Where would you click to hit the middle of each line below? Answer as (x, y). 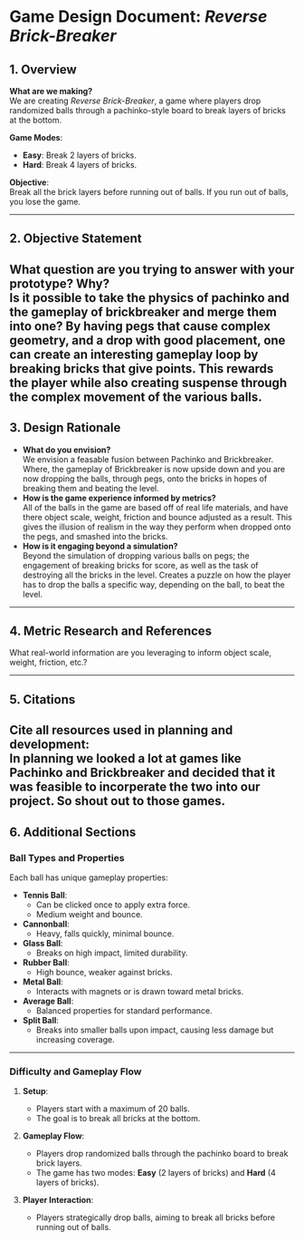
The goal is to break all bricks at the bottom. (118, 1119)
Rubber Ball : (46, 962)
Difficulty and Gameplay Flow (76, 1071)
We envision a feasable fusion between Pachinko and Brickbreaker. (148, 459)
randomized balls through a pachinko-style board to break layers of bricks (148, 110)
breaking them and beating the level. (91, 488)
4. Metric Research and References (111, 630)
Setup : (35, 1091)
